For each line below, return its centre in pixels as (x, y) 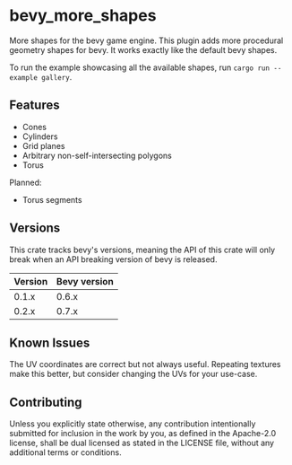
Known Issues (50, 342)
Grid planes (43, 145)
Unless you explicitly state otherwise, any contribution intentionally (133, 424)
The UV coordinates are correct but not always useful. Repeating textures (145, 364)
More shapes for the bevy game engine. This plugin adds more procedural (146, 40)
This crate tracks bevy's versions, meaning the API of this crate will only (142, 250)
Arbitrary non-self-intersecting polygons (97, 155)
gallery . (57, 76)
